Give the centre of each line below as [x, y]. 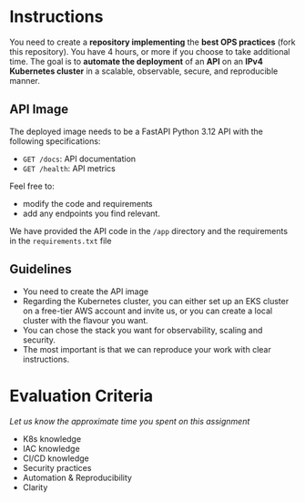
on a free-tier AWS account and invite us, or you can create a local [147, 311]
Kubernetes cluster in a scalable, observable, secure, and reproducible [144, 71]
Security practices [57, 467]
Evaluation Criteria [81, 396]
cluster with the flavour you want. [85, 320]
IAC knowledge [51, 448]
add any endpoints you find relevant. [91, 213]
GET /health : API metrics [69, 168]
